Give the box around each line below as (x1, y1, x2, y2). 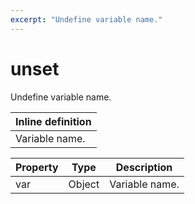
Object (68, 177, 100, 191)
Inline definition (15, 114, 92, 128)
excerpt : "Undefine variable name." (10, 14, 163, 25)
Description (115, 160, 173, 174)
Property (15, 160, 59, 174)
